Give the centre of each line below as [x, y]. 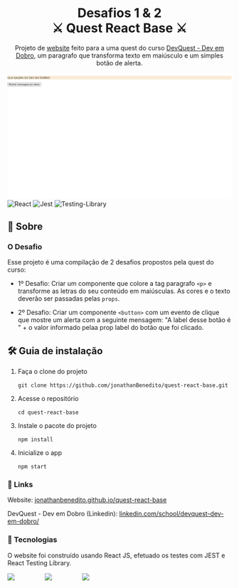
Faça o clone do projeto [52, 371]
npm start [32, 466]
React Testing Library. [39, 562]
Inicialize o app [40, 452]
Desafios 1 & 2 [119, 13]
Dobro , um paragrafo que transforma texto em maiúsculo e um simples [119, 55]
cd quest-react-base [48, 412]
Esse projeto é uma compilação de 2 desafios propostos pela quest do [111, 262]
